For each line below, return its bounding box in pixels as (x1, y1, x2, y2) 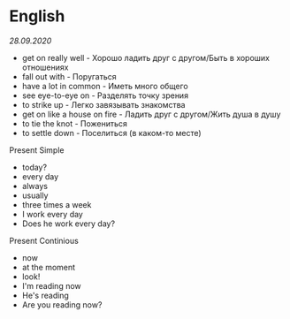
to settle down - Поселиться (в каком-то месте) (21, 127, 202, 138)
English (9, 6, 65, 27)
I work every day (21, 209, 84, 219)
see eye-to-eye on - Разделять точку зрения (21, 90, 188, 101)
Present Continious (9, 235, 80, 246)
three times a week (21, 199, 92, 209)
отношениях (21, 62, 69, 72)
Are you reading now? (21, 299, 103, 310)
